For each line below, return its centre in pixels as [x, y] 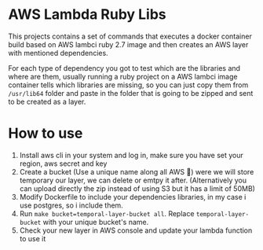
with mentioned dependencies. [58, 53]
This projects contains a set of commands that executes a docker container [130, 36]
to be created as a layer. [47, 101]
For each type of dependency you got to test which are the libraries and [124, 68]
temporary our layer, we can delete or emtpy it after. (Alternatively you [133, 180]
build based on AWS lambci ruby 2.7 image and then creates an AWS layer [128, 44]
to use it [33, 238]
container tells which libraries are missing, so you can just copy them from [128, 85]
